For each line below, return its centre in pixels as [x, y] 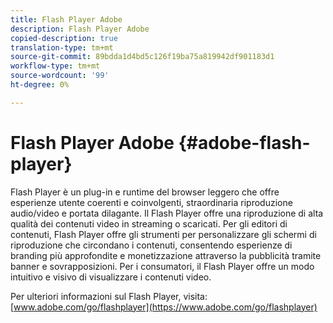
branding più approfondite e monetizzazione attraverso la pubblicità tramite [166, 255]
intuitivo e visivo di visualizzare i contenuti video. [111, 277]
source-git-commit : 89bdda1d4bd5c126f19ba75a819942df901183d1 [142, 57]
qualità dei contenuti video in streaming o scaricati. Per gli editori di [149, 223]
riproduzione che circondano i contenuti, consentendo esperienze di [151, 245]
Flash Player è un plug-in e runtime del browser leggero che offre [145, 192]
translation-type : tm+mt [62, 47]
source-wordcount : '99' [60, 76]
